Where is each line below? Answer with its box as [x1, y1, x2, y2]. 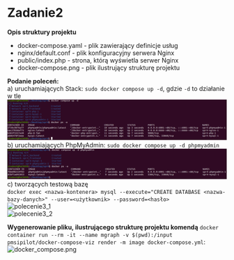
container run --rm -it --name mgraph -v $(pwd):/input [7, 231, 173, 239]
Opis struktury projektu [7, 28, 77, 36]
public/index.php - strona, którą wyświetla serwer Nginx [17, 56, 179, 64]
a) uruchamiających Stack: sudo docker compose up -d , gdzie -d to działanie [7, 84, 225, 92]
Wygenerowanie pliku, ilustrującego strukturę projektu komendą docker [7, 223, 219, 231]
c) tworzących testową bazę [7, 180, 88, 188]
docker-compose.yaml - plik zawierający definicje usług [17, 41, 179, 49]
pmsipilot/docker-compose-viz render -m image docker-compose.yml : [7, 238, 206, 246]
